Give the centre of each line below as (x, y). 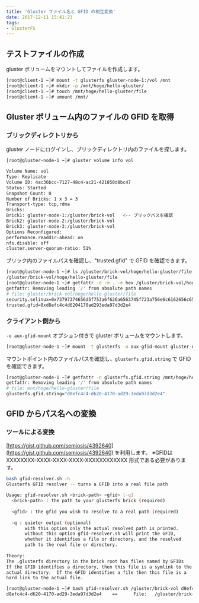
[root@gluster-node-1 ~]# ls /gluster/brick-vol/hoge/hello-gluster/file (99, 272)
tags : (13, 23)
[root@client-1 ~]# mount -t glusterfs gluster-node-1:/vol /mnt (88, 81)
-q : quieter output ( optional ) (52, 523)
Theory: (16, 556)
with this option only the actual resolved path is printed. (102, 528)
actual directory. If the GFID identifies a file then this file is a (96, 572)
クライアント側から (33, 321)
